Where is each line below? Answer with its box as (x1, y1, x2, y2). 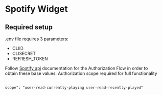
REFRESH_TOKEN (12, 56, 48, 62)
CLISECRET (12, 50, 36, 56)
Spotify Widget (5, 3, 68, 15)
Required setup (5, 23, 53, 31)
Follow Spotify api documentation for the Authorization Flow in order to (5, 65, 148, 71)
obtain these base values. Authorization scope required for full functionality (5, 71, 158, 76)
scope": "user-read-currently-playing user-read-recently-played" (5, 85, 143, 90)
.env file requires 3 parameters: (5, 36, 69, 42)
